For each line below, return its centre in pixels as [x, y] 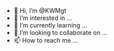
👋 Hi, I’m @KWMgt [40, 11]
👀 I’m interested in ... [43, 18]
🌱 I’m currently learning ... [50, 25]
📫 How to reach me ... [46, 40]
